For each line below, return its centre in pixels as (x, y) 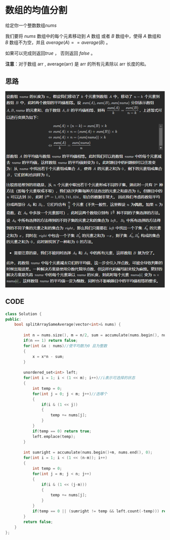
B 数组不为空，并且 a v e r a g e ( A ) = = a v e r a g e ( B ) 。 (58, 42)
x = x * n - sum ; (48, 356)
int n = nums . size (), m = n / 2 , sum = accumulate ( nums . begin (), (91, 335)
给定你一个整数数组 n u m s (31, 25)
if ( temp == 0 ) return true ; (62, 431)
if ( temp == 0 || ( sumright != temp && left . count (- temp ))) (96, 511)
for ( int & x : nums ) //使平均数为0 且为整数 (65, 346)
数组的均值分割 (36, 10)
